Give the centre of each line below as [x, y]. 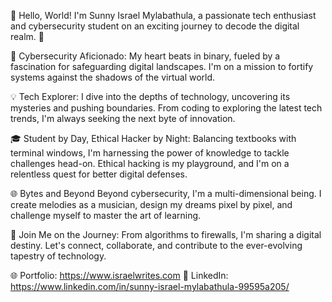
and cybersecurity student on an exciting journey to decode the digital [155, 26]
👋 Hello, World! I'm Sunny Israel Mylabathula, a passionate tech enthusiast [163, 15]
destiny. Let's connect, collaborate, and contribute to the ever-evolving [156, 245]
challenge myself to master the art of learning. [106, 215]
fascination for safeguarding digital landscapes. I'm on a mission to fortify [162, 66]
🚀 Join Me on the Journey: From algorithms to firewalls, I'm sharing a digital [166, 234]
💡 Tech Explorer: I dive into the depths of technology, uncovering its [150, 96]
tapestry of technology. [58, 256]
